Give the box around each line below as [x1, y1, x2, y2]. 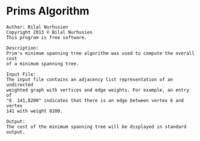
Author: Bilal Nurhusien [6, 24, 68, 30]
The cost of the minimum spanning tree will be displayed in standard [6, 124, 187, 130]
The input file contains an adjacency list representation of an [6, 76, 173, 82]
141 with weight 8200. [6, 108, 63, 114]
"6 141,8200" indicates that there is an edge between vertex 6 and [6, 97, 184, 103]
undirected [6, 82, 34, 88]
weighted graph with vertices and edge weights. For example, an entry [6, 87, 189, 93]
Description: [6, 45, 39, 51]
